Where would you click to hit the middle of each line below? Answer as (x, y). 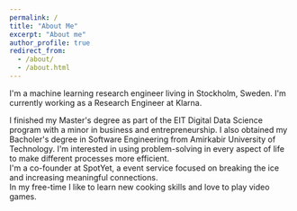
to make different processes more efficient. (89, 158)
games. (23, 196)
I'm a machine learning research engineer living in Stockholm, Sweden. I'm (148, 93)
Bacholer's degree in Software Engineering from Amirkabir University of (143, 139)
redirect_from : (38, 51)
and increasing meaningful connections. (84, 177)
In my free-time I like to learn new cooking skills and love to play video (139, 187)
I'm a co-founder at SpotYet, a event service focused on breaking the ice (144, 168)
